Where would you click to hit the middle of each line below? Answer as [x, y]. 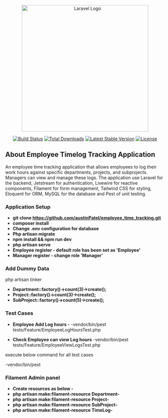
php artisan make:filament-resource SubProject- [65, 405]
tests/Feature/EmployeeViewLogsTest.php [56, 345]
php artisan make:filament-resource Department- [66, 394]
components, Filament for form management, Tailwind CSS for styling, [78, 188]
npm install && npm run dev [42, 239]
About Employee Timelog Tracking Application [80, 155]
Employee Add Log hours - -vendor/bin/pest [59, 324]
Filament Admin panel [33, 378]
